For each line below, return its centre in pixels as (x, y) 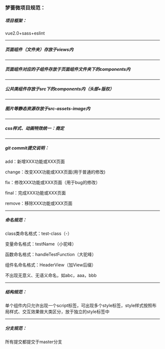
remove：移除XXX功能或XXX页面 (39, 203)
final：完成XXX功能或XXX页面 (36, 192)
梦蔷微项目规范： (25, 7)
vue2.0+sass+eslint (25, 33)
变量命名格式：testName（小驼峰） (41, 244)
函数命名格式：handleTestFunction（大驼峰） (51, 254)
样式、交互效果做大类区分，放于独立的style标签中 (59, 312)
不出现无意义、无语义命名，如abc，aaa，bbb (51, 275)
